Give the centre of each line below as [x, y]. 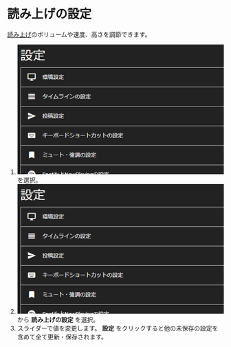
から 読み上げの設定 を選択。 [58, 320]
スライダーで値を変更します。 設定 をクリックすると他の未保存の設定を [118, 328]
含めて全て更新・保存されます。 [62, 337]
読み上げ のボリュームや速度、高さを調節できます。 [79, 34]
